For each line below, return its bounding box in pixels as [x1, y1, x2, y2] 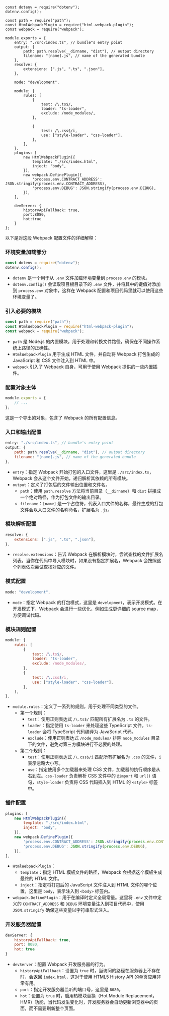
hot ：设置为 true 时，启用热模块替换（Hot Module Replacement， [20, 993, 157, 999]
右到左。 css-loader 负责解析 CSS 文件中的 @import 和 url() [27, 773, 151, 779]
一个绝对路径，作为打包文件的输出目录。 [20, 494, 104, 500]
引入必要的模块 [5, 308, 42, 315]
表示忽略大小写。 [27, 760, 63, 766]
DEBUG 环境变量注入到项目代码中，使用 [65, 901, 144, 907]
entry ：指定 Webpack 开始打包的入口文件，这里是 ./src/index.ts [12, 469, 149, 475]
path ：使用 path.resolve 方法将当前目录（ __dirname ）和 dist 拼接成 [20, 488, 161, 494]
